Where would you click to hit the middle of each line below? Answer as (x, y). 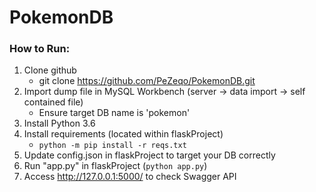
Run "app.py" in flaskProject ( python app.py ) (115, 166)
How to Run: (40, 49)
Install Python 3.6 (59, 123)
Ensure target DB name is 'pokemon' (114, 113)
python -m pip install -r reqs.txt (112, 146)
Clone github (50, 70)
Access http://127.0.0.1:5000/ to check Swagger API (130, 177)
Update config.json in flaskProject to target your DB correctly (149, 155)
